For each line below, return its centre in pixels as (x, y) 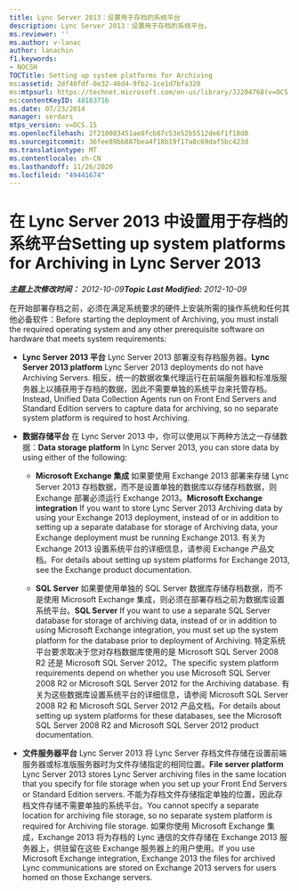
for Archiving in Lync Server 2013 (135, 263)
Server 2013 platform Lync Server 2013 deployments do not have (143, 367)
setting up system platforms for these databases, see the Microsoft (158, 716)
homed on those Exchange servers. (87, 878)
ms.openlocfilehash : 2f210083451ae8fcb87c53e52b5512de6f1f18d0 (129, 134)
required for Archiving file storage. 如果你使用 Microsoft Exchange (143, 826)
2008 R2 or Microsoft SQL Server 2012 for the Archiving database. (158, 683)
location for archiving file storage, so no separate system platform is (147, 815)
